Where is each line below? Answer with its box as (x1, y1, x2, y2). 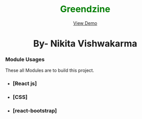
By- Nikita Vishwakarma (33, 38, 137, 50)
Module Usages (5, 56, 45, 63)
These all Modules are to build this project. (5, 67, 94, 73)
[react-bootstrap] (12, 107, 57, 114)
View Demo (73, 20, 97, 26)
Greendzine (60, 4, 111, 15)
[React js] (12, 80, 37, 87)
